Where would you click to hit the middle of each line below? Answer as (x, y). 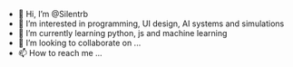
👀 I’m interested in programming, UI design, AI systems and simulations (151, 24)
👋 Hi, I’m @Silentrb (53, 14)
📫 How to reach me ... (60, 53)
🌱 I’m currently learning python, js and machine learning (122, 33)
